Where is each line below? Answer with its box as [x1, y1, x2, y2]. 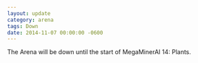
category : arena [7, 16, 54, 23]
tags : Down [7, 23, 39, 29]
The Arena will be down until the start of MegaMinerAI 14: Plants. [7, 48, 192, 56]
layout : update [7, 10, 51, 17]
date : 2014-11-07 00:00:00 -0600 [7, 29, 103, 36]
